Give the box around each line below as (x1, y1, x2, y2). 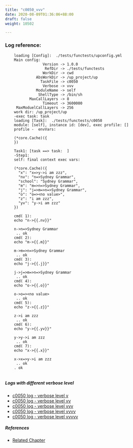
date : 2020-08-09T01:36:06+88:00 (5, 12, 74, 17)
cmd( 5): (14, 300, 32, 305)
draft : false (5, 16, 32, 21)
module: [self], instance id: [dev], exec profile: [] (14, 122, 129, 127)
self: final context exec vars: (14, 157, 80, 162)
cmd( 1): (14, 214, 32, 219)
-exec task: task (14, 113, 50, 119)
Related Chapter (12, 437, 45, 444)
